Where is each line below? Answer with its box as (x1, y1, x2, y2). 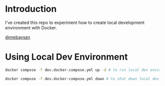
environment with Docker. (5, 24, 57, 30)
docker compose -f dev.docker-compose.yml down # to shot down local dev (5, 76, 160, 81)
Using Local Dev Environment (5, 51, 128, 63)
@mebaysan (5, 34, 30, 40)
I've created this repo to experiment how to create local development (5, 20, 145, 25)
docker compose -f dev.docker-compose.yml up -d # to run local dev (5, 67, 148, 72)
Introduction (5, 3, 57, 15)
